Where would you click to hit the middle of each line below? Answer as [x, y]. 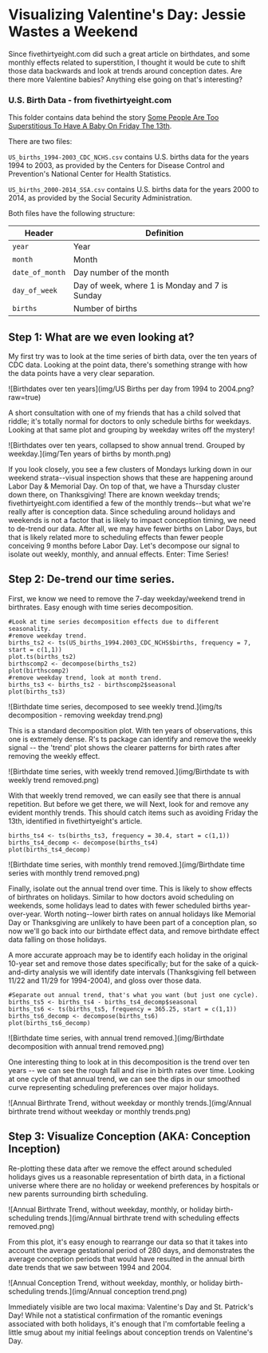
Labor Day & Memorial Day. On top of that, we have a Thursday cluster [124, 486]
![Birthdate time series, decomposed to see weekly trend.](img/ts [115, 706]
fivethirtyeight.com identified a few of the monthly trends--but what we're [130, 503]
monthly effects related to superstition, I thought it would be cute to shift [127, 62]
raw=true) [25, 397]
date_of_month [39, 273]
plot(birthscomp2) [39, 671]
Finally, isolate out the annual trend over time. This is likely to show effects [130, 888]
